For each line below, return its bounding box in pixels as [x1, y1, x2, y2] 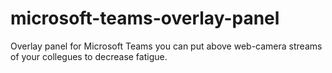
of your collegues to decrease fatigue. [10, 50, 168, 62]
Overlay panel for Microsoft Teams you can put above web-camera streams [10, 40, 323, 52]
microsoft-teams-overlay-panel [10, 7, 280, 30]
